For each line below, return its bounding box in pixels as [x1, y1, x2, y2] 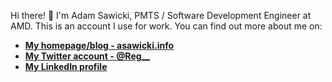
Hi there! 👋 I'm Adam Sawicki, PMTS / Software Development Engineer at [10, 10, 312, 21]
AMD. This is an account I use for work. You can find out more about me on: [10, 20, 323, 32]
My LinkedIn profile [24, 61, 108, 72]
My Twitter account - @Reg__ [24, 50, 150, 62]
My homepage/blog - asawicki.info [24, 40, 175, 51]
